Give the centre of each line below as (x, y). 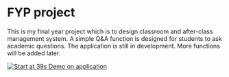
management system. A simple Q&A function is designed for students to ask (114, 38)
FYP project (41, 13)
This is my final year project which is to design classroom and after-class (110, 31)
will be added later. (34, 53)
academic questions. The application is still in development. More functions (114, 46)
